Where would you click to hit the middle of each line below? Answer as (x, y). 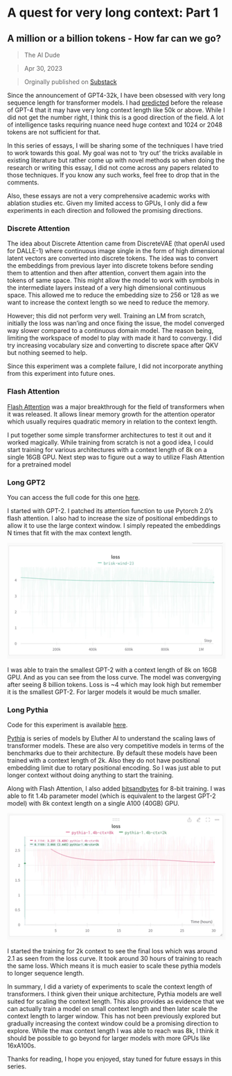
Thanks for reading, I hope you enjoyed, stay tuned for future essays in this (114, 1059)
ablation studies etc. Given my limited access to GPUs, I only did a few (107, 203)
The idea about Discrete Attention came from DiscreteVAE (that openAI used (116, 243)
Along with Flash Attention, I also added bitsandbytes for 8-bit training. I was (116, 788)
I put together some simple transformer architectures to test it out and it (109, 435)
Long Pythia (28, 710)
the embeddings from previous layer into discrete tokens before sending (110, 266)
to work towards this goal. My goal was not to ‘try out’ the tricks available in (115, 153)
